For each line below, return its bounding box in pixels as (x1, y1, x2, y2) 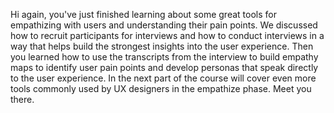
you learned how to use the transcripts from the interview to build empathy (10, 51, 319, 63)
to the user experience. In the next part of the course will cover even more (10, 72, 317, 84)
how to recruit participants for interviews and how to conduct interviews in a (10, 30, 325, 41)
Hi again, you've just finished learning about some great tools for (10, 9, 277, 20)
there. (10, 94, 35, 105)
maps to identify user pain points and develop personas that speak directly (10, 62, 319, 73)
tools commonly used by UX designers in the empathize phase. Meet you (10, 83, 312, 94)
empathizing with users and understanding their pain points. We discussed (10, 19, 318, 31)
